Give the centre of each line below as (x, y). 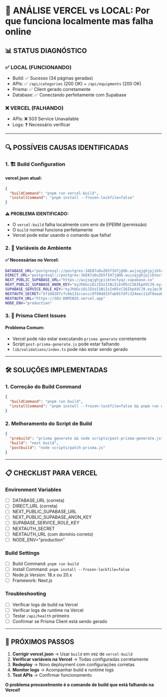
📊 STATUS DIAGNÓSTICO (46, 50)
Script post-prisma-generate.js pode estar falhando (66, 344)
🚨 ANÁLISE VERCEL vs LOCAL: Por (78, 11)
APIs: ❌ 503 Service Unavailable (45, 119)
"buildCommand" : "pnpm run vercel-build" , (54, 193)
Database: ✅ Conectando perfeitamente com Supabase (69, 95)
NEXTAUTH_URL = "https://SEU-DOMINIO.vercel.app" (55, 298)
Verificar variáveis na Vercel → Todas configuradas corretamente (80, 659)
